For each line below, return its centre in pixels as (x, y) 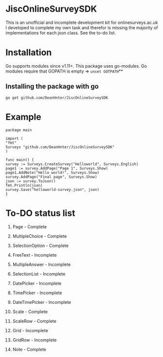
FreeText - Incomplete (35, 255)
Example (23, 117)
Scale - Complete (30, 311)
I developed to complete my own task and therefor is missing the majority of (82, 27)
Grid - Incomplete (30, 330)
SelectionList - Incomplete (39, 274)
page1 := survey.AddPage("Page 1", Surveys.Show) (57, 168)
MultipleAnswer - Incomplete (42, 264)
